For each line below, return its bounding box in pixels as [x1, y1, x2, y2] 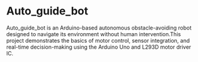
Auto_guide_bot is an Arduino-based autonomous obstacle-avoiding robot [6, 24, 192, 31]
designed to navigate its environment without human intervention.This [6, 30, 181, 37]
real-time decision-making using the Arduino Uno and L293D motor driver [6, 43, 191, 51]
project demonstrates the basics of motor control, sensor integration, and [6, 37, 190, 44]
